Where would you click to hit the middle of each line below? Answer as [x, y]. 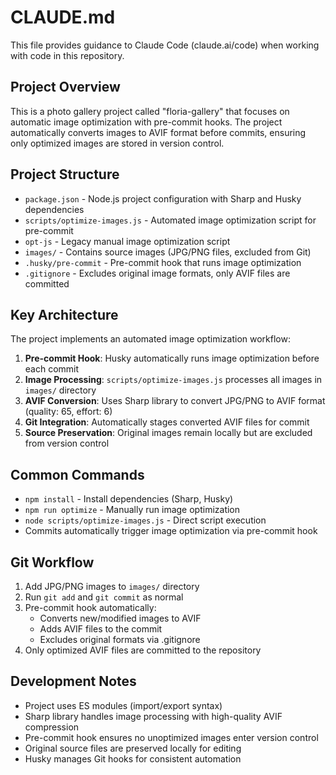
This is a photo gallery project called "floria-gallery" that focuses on [150, 111]
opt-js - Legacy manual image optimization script [127, 241]
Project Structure [65, 174]
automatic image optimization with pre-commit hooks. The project [146, 122]
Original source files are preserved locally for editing [133, 748]
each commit [52, 369]
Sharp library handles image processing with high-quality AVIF [153, 716]
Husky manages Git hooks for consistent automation [133, 758]
